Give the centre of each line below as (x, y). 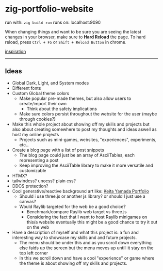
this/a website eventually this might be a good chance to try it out (92, 222)
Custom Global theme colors (41, 93)
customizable (33, 170)
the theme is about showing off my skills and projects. (73, 263)
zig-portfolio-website (49, 9)
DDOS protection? (30, 186)
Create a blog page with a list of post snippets (58, 150)
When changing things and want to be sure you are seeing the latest (73, 32)
